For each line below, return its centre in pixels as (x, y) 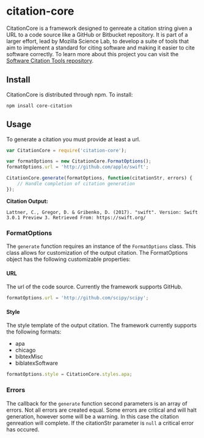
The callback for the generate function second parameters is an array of (97, 403)
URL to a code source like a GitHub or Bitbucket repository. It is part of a (97, 34)
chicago (25, 350)
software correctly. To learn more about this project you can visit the (93, 54)
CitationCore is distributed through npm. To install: (70, 94)
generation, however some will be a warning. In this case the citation (93, 416)
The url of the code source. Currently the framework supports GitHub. (94, 287)
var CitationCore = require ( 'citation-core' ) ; (67, 150)
